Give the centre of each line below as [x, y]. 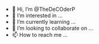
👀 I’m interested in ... [37, 15]
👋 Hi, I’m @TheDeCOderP [43, 9]
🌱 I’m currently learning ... [44, 22]
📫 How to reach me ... [40, 35]
